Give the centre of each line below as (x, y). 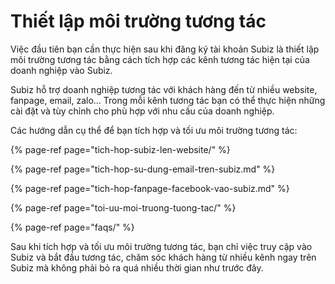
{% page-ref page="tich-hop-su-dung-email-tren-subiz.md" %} (143, 169)
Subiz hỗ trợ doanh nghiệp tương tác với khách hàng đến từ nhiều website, (164, 89)
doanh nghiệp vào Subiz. (61, 70)
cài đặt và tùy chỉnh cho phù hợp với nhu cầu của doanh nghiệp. (142, 111)
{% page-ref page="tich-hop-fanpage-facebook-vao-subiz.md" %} (150, 188)
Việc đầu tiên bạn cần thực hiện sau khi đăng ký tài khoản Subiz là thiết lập (165, 49)
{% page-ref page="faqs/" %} (72, 227)
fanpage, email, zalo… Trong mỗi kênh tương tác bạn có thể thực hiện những (168, 100)
